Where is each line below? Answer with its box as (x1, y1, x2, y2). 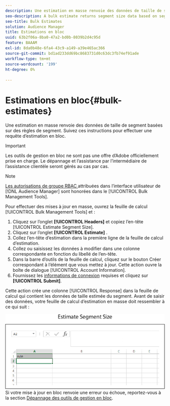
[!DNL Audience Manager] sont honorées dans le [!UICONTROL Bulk (5, 188, 148, 194)
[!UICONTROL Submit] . (12, 278, 62, 284)
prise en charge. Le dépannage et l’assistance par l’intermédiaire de (5, 158, 147, 164)
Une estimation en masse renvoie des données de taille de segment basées (5, 122, 163, 129)
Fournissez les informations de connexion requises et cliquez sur (12, 272, 148, 278)
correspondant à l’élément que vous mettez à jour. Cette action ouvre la (12, 262, 162, 268)
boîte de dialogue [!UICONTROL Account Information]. (12, 267, 126, 273)
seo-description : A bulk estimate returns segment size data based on (5, 13, 157, 19)
